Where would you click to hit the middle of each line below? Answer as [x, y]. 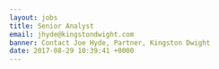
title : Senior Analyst [52, 26]
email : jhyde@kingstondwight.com [72, 34]
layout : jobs [34, 17]
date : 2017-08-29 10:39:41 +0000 [72, 51]
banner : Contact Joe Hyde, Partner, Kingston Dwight [110, 43]
